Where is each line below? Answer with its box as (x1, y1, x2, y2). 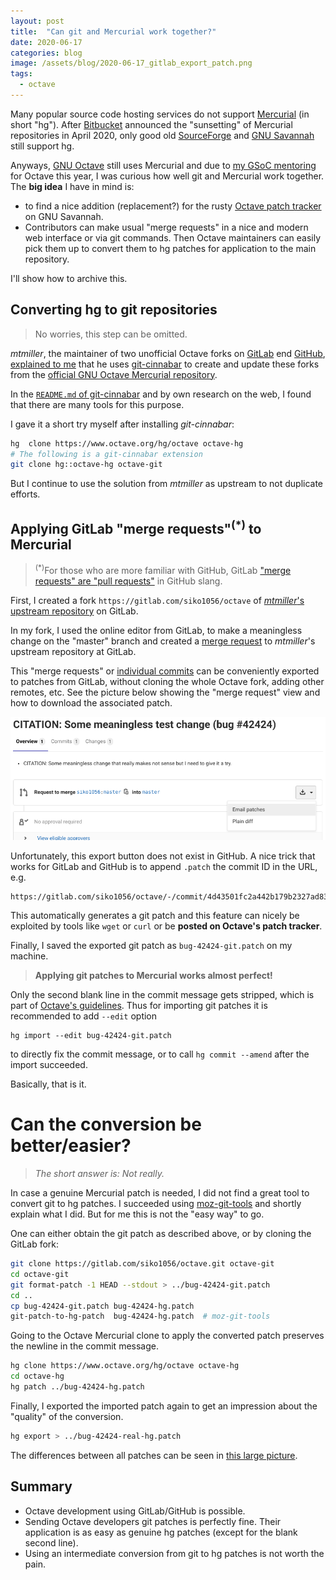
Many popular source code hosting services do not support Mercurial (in (10, 108, 310, 120)
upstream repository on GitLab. (10, 605, 139, 617)
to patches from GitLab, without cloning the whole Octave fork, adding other (10, 675, 325, 687)
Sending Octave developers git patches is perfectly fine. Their (24, 1515, 282, 1527)
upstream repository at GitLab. (10, 645, 137, 657)
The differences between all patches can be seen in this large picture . (10, 1449, 298, 1461)
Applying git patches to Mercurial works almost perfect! (34, 970, 273, 982)
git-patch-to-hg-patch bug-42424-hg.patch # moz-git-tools (10, 1311, 271, 1322)
